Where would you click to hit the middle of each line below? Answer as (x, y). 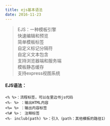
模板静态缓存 (30, 67)
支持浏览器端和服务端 (39, 60)
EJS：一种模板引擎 (37, 29)
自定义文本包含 (33, 54)
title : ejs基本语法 (24, 10)
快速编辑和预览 (33, 35)
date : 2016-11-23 (23, 14)
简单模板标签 (30, 42)
